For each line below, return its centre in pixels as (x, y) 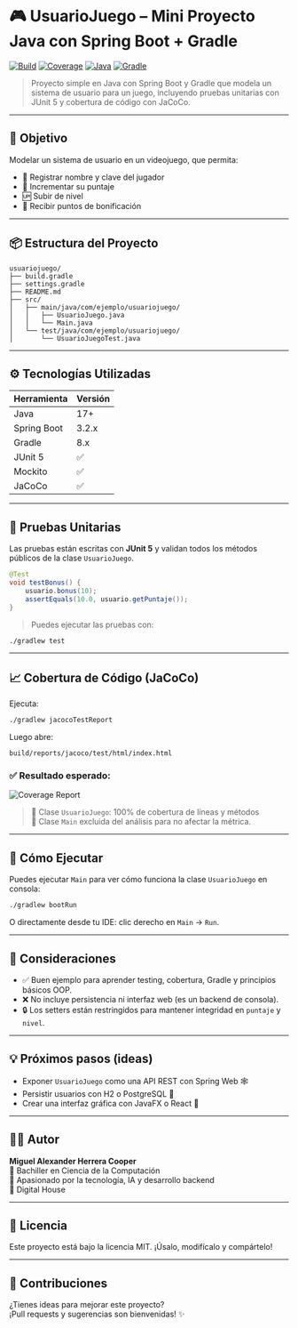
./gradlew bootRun (43, 905)
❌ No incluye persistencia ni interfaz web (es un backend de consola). (150, 999)
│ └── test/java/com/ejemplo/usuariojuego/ (94, 330)
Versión (94, 398)
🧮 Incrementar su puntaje (68, 186)
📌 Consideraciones (63, 958)
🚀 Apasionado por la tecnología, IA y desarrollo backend (112, 1179)
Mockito (31, 471)
